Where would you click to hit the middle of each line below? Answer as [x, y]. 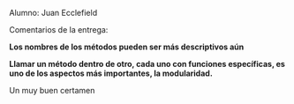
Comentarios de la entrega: [59, 30]
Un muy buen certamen [52, 90]
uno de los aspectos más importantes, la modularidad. [111, 73]
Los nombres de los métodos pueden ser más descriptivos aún [127, 47]
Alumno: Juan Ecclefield [53, 13]
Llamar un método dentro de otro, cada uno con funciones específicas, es [147, 64]
